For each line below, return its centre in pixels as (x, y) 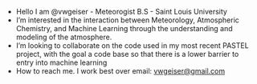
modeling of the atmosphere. (64, 37)
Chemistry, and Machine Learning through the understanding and (124, 28)
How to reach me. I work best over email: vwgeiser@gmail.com (120, 71)
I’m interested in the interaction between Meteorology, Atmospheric (127, 20)
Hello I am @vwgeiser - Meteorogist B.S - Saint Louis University (121, 12)
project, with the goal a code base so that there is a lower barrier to (127, 54)
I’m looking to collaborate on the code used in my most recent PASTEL (132, 46)
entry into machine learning (61, 62)
